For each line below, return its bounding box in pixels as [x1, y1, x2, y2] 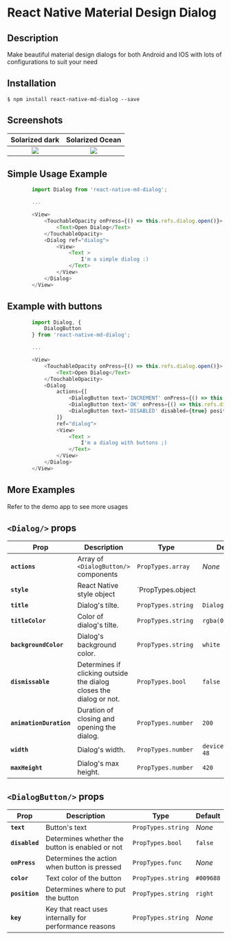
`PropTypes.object [136, 585, 196, 595]
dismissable [10, 678, 50, 686]
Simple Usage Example [7, 168, 108, 180]
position [10, 890, 39, 898]
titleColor [10, 617, 46, 625]
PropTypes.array [136, 562, 190, 571]
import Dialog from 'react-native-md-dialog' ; [32, 186, 168, 193]
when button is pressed [45, 862, 122, 872]
